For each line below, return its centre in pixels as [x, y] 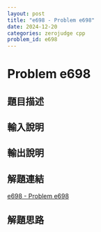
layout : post [26, 14]
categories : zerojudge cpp [46, 33]
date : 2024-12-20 [32, 26]
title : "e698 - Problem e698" [51, 20]
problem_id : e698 [32, 40]
